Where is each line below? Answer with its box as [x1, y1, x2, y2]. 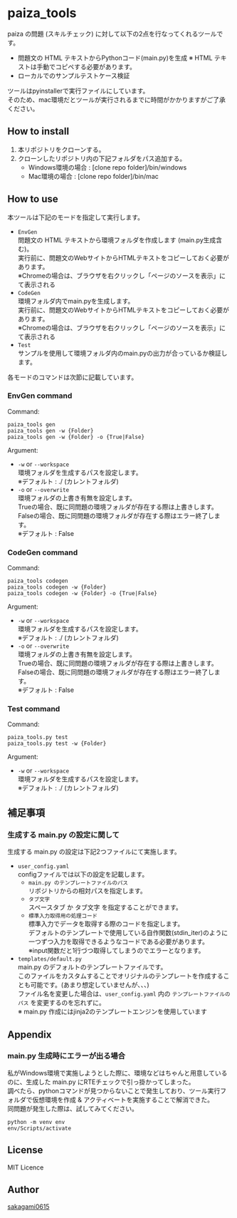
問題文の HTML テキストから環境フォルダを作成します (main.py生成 [17, 235, 216, 244]
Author [7, 1184, 39, 1196]
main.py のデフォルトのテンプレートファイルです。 [17, 963, 167, 971]
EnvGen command [7, 391, 73, 401]
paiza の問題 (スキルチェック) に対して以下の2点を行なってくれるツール [7, 29, 217, 38]
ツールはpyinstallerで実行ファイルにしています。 [7, 86, 149, 95]
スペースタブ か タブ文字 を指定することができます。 [28, 903, 183, 912]
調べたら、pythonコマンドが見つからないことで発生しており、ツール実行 [7, 1086, 221, 1095]
